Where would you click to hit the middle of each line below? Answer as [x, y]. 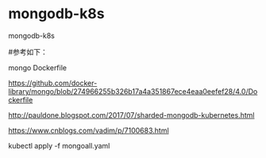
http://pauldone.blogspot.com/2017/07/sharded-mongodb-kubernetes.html [131, 115]
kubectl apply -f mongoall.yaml [59, 145]
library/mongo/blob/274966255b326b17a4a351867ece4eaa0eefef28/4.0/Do [133, 91]
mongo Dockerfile [38, 67]
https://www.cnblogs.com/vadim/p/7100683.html [89, 130]
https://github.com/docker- [53, 83]
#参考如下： [28, 51]
